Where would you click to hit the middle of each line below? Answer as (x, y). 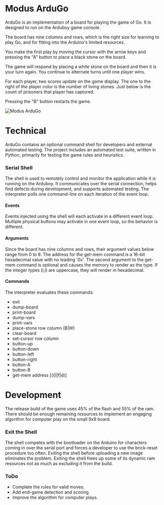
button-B (21, 370)
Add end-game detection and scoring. (51, 492)
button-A (21, 365)
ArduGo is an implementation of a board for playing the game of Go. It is (78, 22)
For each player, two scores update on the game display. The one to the (78, 81)
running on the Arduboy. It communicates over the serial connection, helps (81, 184)
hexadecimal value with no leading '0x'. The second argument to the (74, 260)
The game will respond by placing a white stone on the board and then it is (81, 67)
